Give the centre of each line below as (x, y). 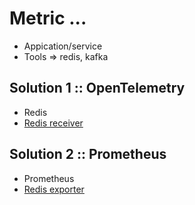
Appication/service (63, 46)
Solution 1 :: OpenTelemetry (97, 88)
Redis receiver (53, 123)
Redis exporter (54, 189)
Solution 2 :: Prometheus (88, 154)
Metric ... (48, 18)
